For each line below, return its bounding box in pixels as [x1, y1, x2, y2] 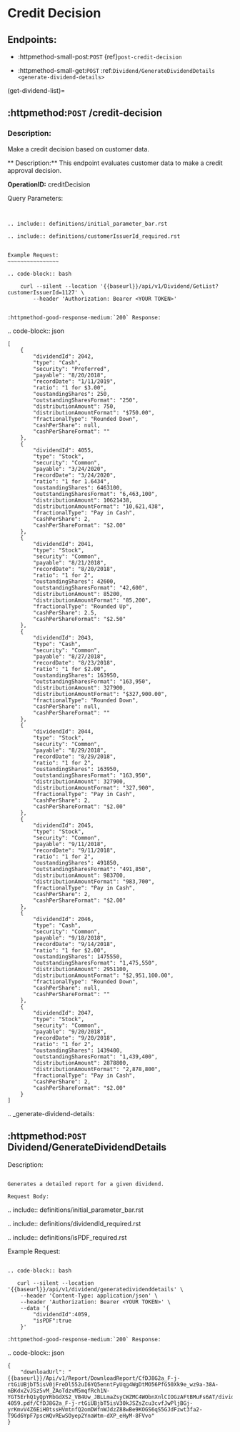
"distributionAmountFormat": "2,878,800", [33, 1065, 161, 1073]
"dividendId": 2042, [33, 352, 94, 360]
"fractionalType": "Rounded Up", [33, 602, 133, 610]
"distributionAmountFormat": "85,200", [33, 597, 152, 604]
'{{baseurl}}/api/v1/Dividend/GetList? [99, 282, 219, 290]
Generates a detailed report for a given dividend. [7, 1180, 164, 1188]
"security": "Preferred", [33, 365, 111, 372]
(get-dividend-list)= [7, 86, 66, 94]
